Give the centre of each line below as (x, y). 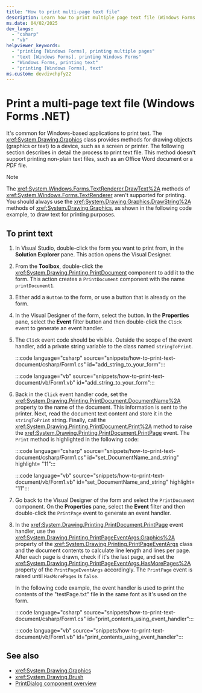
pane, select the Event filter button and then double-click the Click (98, 322)
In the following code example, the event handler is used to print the (99, 588)
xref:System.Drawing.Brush (49, 677)
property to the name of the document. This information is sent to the (101, 407)
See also (23, 656)
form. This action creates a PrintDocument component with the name (100, 279)
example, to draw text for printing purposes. (61, 215)
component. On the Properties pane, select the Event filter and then (100, 506)
